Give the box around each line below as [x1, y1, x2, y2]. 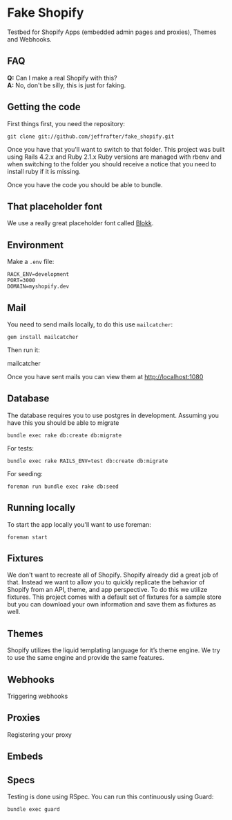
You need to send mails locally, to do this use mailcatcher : [7, 320, 173, 329]
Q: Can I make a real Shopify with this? [7, 73, 117, 82]
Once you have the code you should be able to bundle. [7, 180, 164, 189]
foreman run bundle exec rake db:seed [7, 483, 119, 490]
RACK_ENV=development [7, 271, 70, 278]
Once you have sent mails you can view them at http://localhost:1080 [7, 373, 204, 381]
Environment [7, 239, 64, 251]
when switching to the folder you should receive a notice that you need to [7, 159, 217, 168]
